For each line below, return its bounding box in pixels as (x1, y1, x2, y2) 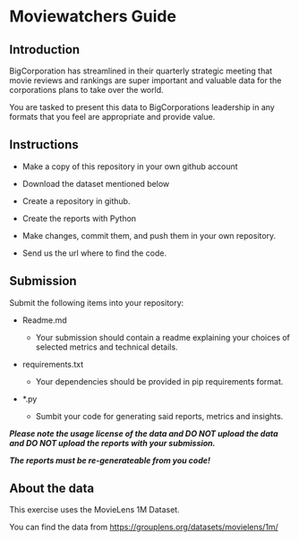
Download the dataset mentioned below (21, 178, 170, 189)
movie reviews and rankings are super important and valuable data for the (9, 75, 282, 86)
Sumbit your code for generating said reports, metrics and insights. (35, 410, 284, 421)
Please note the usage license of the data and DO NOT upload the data (9, 427, 279, 439)
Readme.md (21, 315, 67, 325)
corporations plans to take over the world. (9, 85, 164, 95)
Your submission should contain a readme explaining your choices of (35, 332, 291, 342)
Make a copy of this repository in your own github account (21, 161, 239, 172)
